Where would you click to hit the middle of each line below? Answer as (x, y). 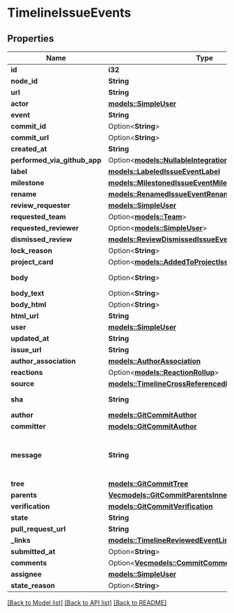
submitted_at (33, 551)
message (26, 455)
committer (29, 426)
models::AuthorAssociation (154, 361)
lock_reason (31, 250)
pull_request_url (38, 529)
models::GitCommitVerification (161, 506)
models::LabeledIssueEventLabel (164, 172)
